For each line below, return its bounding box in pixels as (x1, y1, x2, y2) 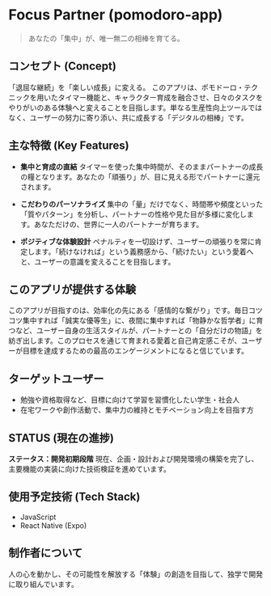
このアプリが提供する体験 (8, 282, 136, 296)
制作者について (8, 546, 83, 560)
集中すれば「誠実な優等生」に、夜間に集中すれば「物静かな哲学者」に (22, 315, 256, 325)
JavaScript (19, 512, 57, 522)
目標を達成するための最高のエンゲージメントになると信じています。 (22, 346, 249, 356)
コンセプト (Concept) (8, 59, 117, 74)
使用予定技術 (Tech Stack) (8, 490, 141, 504)
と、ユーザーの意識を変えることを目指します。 (19, 256, 176, 266)
